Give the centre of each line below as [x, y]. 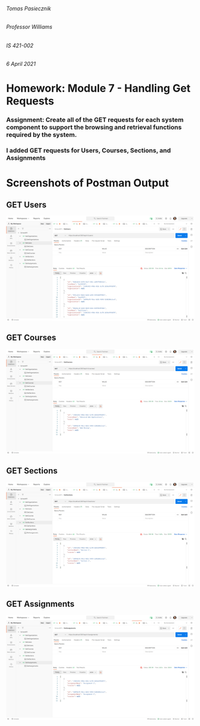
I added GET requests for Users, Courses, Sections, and [89, 151]
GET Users [26, 205]
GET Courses [31, 338]
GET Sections [32, 471]
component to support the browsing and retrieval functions [94, 127]
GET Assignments [40, 604]
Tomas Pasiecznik [29, 8]
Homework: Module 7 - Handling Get [99, 88]
